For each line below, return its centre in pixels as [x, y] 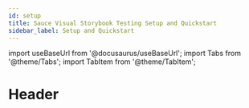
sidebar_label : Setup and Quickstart [71, 30]
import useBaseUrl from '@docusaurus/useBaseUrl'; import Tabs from [124, 54]
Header [33, 94]
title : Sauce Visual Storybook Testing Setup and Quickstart [113, 23]
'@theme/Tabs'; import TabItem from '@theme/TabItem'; [102, 62]
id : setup [25, 16]
